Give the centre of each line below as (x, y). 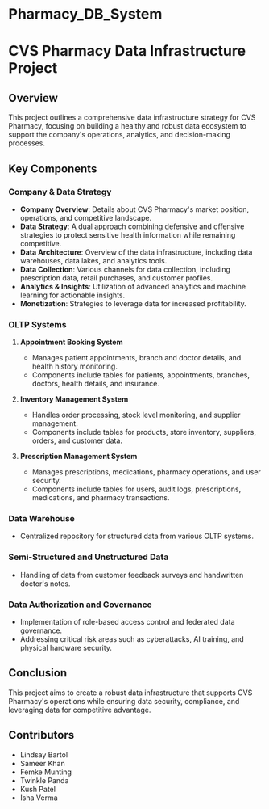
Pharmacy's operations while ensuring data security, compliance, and (124, 701)
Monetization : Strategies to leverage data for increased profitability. (133, 303)
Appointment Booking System (71, 342)
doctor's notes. (45, 584)
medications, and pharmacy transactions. (101, 498)
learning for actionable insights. (72, 295)
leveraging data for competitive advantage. (80, 710)
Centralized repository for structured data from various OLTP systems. (137, 536)
